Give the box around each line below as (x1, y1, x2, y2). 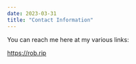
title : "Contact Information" (7, 17, 94, 23)
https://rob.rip (7, 49, 47, 57)
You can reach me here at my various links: (7, 35, 129, 43)
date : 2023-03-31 (7, 10, 57, 17)
